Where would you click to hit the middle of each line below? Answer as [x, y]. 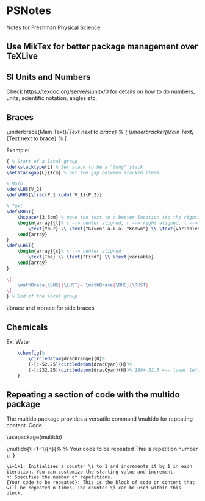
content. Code [24, 425]
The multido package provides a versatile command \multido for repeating [100, 419]
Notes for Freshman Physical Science [53, 27]
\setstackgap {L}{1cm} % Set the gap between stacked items [83, 172]
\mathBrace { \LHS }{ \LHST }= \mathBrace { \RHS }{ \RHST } [83, 285]
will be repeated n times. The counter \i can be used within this [94, 488]
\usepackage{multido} [34, 437]
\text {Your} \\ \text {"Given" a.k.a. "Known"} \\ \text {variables [114, 229]
